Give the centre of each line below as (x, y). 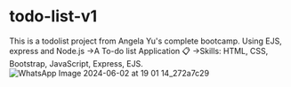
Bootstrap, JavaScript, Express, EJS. (77, 63)
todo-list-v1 (53, 16)
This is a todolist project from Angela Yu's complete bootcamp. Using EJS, (145, 41)
